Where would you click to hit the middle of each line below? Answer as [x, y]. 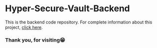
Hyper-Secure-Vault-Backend [67, 9]
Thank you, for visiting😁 [35, 40]
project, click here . [24, 27]
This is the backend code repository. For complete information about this [79, 22]
